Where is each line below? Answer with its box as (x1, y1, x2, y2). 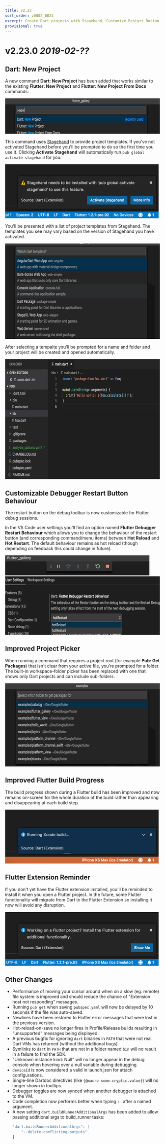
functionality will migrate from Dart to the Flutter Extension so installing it (5, 896, 152, 902)
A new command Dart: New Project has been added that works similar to (5, 78, 153, 84)
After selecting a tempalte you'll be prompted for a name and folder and (5, 344, 150, 350)
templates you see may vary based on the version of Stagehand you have (5, 228, 154, 234)
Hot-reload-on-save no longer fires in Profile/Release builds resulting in (12, 1025, 157, 1031)
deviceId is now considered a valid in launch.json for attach (12, 1067, 133, 1073)
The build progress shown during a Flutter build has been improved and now (5, 789, 160, 795)
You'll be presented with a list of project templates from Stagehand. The (5, 223, 151, 229)
